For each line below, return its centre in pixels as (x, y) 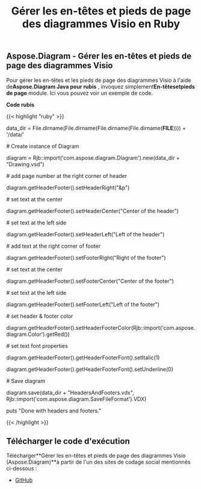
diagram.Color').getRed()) (38, 334)
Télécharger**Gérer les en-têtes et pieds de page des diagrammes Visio (96, 456)
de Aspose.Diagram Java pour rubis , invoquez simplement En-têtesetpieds (101, 86)
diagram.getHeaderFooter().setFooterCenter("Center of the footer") (90, 281)
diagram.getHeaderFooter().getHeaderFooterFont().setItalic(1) (83, 358)
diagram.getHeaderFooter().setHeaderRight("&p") (68, 188)
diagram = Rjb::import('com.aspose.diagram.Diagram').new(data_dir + (93, 157)
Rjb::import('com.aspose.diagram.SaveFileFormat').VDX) (76, 399)
